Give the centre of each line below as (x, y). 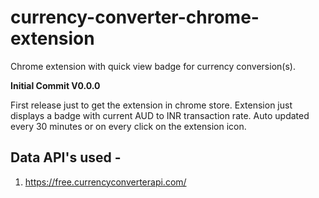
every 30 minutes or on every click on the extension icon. (128, 126)
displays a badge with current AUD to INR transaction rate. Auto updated (160, 115)
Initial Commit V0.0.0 (55, 85)
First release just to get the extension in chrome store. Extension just (151, 105)
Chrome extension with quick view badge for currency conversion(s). (153, 66)
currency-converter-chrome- (135, 17)
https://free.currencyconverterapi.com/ (105, 182)
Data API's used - (66, 157)
